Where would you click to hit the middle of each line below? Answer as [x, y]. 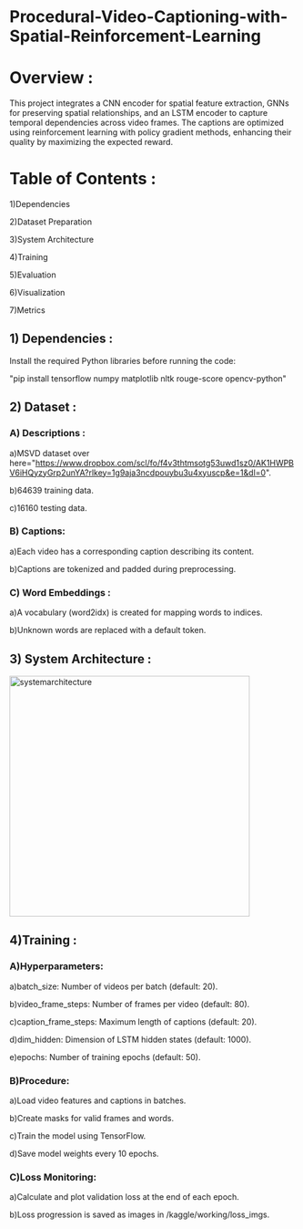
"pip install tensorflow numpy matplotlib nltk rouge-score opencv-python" [148, 378]
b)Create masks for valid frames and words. [92, 1118]
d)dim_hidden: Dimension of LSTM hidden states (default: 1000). [131, 1039]
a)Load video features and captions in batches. [98, 1100]
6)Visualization [37, 293]
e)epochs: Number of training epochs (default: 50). [105, 1057]
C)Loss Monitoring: [53, 1177]
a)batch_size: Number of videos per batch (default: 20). [114, 986]
